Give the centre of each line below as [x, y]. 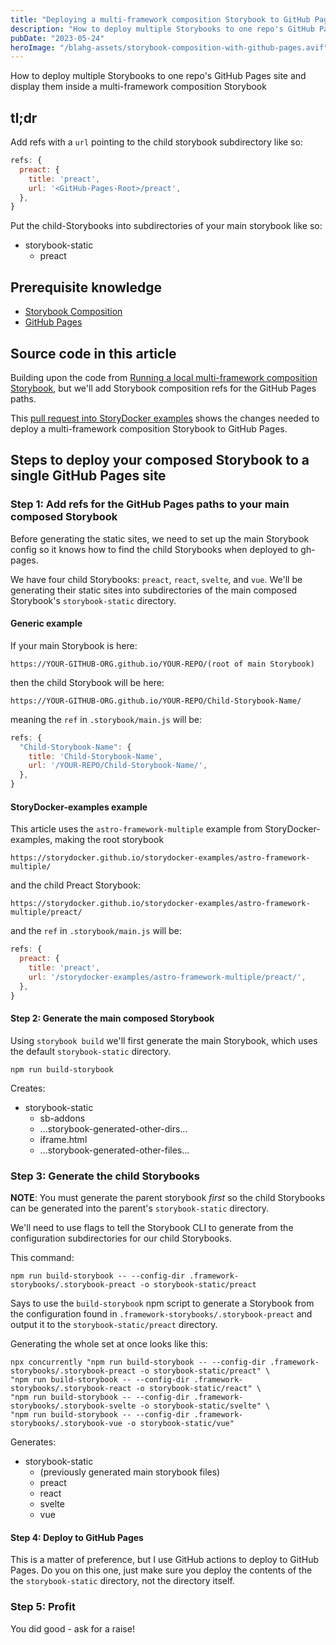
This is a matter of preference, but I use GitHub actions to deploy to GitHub [165, 1560]
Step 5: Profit [43, 1607]
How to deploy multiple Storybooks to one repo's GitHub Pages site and [158, 76]
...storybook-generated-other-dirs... [113, 1128]
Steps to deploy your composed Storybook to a [160, 460]
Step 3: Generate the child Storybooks [105, 1176]
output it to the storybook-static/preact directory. [114, 1325]
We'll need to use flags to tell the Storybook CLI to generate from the [152, 1228]
